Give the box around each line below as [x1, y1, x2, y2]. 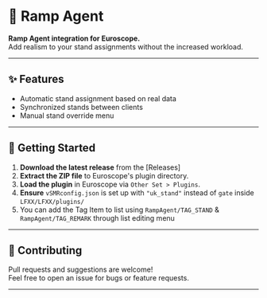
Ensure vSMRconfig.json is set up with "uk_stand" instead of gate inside [19, 187, 254, 198]
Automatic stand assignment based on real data [19, 93, 177, 103]
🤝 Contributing [8, 243, 83, 257]
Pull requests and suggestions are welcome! [8, 265, 153, 274]
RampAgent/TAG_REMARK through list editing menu [19, 213, 175, 222]
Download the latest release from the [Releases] [19, 163, 181, 172]
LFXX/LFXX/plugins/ [19, 198, 85, 206]
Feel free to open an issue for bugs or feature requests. [8, 273, 189, 283]
